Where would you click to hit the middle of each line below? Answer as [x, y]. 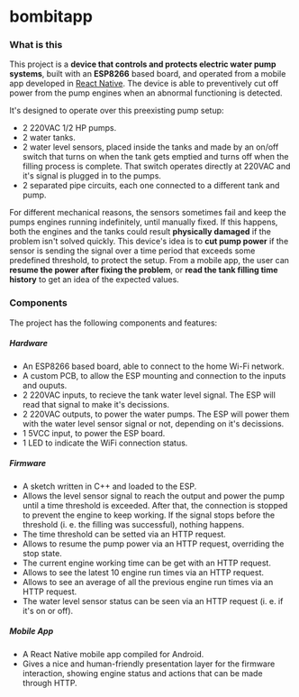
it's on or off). [48, 610]
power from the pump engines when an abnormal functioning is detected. [146, 93]
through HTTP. [50, 683]
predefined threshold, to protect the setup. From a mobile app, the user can [149, 261]
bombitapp [51, 17]
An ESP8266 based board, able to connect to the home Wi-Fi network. [154, 366]
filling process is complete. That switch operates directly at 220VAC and [156, 166]
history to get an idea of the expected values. [95, 280]
